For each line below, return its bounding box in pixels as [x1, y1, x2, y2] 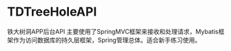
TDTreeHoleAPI [7, 4, 97, 20]
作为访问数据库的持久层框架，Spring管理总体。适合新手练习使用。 [12, 35, 201, 44]
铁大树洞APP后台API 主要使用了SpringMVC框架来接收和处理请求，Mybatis [7, 27, 219, 35]
